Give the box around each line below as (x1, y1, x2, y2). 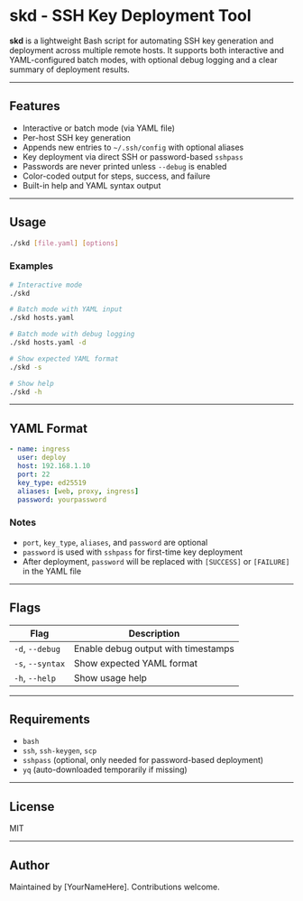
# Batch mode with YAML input (9, 305, 124, 314)
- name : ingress (9, 445, 70, 454)
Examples (9, 260, 54, 272)
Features (9, 98, 60, 114)
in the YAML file (22, 565, 82, 576)
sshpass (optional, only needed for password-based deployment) (22, 755, 264, 766)
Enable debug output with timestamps (73, 642, 234, 655)
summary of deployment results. (9, 64, 131, 75)
